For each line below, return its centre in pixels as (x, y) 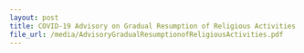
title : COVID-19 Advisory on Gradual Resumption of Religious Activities (153, 26)
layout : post (34, 18)
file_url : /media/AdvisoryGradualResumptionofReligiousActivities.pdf (147, 34)
